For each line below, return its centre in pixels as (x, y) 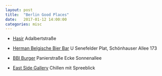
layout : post (19, 10)
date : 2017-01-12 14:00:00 (36, 19)
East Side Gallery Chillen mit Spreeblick (54, 68)
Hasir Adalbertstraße (35, 39)
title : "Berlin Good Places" (37, 15)
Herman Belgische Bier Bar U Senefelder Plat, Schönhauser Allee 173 (85, 48)
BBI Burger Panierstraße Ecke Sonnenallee (57, 58)
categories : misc (24, 24)
